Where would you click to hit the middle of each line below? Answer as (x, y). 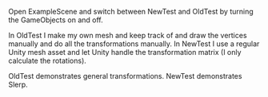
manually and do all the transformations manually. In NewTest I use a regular (134, 44)
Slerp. (18, 84)
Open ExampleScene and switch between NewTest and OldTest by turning (131, 12)
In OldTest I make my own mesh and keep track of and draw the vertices (128, 35)
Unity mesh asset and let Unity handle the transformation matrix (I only (125, 52)
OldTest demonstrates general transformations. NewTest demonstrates (125, 76)
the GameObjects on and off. (56, 20)
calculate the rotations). (47, 60)
